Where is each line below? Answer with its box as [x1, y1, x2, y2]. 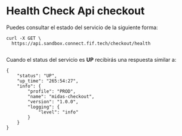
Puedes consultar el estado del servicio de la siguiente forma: [6, 24, 158, 31]
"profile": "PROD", [27, 88, 76, 94]
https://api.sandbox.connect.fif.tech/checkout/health [11, 40, 151, 46]
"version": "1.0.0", [27, 99, 79, 105]
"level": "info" [38, 109, 79, 115]
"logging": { [27, 104, 60, 110]
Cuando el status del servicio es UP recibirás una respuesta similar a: [6, 56, 177, 63]
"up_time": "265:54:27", [17, 78, 79, 84]
